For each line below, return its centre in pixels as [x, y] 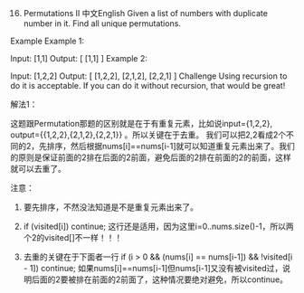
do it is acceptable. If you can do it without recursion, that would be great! [148, 85]
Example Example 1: [47, 41]
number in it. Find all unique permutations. [102, 24]
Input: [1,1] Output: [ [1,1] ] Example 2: [79, 58]
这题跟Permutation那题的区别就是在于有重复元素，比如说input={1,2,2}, [142, 123]
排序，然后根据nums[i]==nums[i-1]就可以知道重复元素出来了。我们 [171, 146]
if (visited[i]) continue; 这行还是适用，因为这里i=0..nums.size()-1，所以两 [159, 226]
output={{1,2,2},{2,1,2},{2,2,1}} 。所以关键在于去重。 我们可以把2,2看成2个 [148, 135]
